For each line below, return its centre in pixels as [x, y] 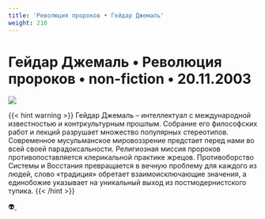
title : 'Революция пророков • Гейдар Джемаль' [86, 15]
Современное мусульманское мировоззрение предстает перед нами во [131, 141]
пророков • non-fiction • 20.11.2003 [130, 79]
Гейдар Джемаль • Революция [115, 62]
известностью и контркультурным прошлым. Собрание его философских [133, 124]
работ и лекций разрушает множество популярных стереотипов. [119, 132]
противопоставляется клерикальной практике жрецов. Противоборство [131, 157]
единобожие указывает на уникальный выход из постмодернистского [127, 183]
